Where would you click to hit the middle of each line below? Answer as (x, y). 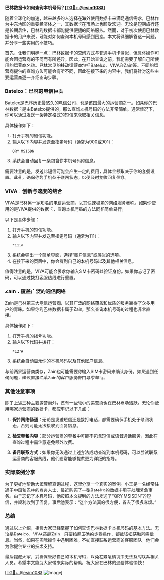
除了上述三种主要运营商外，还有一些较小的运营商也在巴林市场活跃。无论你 (80, 403)
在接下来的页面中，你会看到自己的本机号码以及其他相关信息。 (74, 261)
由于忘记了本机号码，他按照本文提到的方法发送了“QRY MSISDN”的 (80, 496)
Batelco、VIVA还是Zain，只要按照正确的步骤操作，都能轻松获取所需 (82, 534)
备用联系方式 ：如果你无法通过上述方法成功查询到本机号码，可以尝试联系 (85, 452)
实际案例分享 (20, 472)
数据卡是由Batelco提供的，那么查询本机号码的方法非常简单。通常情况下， (83, 109)
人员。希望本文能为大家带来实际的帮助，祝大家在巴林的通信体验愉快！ (76, 562)
